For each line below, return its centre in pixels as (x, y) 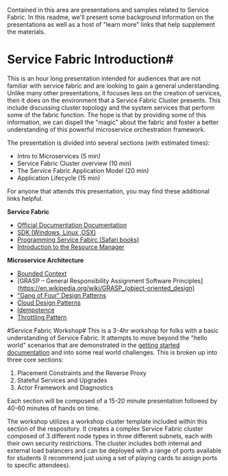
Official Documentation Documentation (72, 225)
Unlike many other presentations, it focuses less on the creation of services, (114, 93)
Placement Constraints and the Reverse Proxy (82, 372)
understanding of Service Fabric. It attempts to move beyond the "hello (107, 337)
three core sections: (35, 359)
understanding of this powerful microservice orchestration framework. (106, 129)
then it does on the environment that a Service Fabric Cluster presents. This (114, 100)
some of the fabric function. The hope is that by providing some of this (107, 115)
